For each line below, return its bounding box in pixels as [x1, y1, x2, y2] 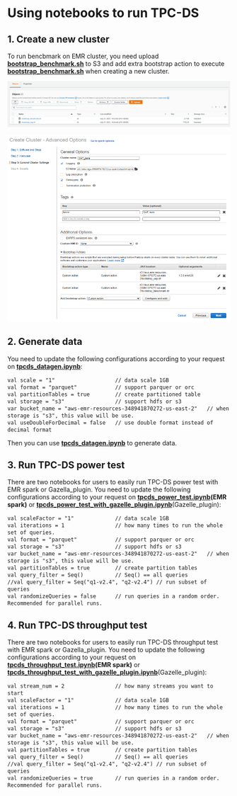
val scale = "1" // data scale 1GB [7, 377, 170, 384]
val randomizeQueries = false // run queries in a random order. [7, 593, 220, 600]
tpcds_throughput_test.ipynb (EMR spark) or [7, 661, 140, 669]
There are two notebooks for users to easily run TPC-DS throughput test [7, 638, 219, 647]
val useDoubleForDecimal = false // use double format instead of [7, 419, 214, 426]
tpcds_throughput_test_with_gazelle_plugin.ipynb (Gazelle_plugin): [7, 668, 207, 677]
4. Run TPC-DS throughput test [7, 619, 148, 631]
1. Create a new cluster [7, 33, 110, 45]
